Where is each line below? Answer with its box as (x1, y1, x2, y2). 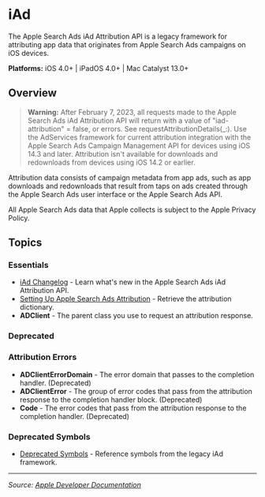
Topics (8, 236, 43, 250)
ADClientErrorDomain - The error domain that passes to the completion (19, 369, 255, 379)
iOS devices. (8, 48, 50, 57)
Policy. (8, 213, 30, 222)
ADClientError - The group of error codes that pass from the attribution (19, 386, 252, 395)
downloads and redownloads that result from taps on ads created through (8, 181, 248, 191)
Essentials (8, 260, 49, 271)
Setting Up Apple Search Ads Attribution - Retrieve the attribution (19, 294, 232, 304)
